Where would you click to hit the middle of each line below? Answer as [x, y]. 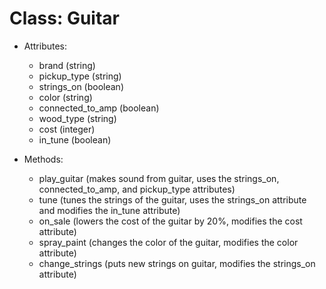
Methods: [43, 159]
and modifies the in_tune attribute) [109, 210]
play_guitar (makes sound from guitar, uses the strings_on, [159, 178]
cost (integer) [67, 129]
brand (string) [67, 65]
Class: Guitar [64, 18]
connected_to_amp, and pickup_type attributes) [137, 189]
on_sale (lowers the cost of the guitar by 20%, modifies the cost [170, 221]
